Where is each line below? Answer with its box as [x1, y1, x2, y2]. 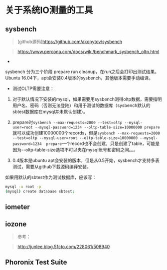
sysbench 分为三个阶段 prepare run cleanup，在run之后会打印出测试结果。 [5, 68, 160, 74]
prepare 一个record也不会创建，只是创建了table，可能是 [46, 140, 160, 146]
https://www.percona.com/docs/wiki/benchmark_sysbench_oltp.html [17, 48, 160, 54]
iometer [5, 203, 30, 211]
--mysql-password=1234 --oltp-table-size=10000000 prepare [34, 125, 161, 130]
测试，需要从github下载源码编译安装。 [12, 163, 91, 169]
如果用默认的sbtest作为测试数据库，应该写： [5, 174, 97, 180]
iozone [5, 219, 27, 228]
